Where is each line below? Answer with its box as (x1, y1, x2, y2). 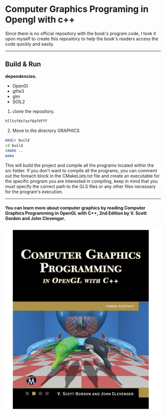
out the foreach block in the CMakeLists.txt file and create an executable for (5, 173, 160, 179)
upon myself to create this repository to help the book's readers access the (5, 36, 159, 42)
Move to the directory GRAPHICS (12, 128, 80, 134)
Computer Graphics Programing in (5, 3, 149, 15)
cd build (5, 143, 23, 148)
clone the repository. (12, 108, 55, 114)
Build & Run (5, 60, 41, 69)
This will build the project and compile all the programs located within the (5, 162, 154, 168)
